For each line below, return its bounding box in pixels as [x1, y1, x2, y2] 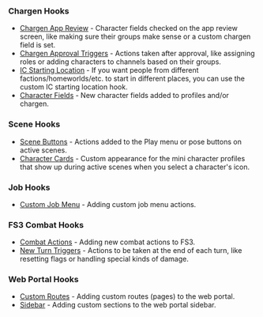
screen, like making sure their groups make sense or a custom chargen [19, 32, 251, 41]
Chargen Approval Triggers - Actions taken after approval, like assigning [19, 49, 255, 58]
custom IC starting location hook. [19, 82, 128, 92]
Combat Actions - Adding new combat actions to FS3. [19, 237, 196, 247]
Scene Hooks [8, 119, 61, 130]
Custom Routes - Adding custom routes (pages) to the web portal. [19, 292, 235, 301]
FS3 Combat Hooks [8, 219, 85, 230]
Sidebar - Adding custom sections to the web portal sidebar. [19, 300, 216, 310]
